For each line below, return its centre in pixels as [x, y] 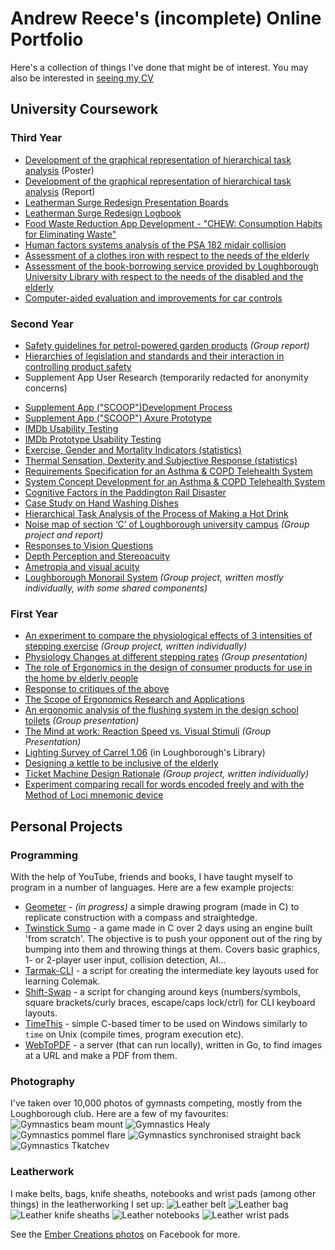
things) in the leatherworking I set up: [87, 1204]
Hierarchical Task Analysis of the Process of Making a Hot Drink [156, 513]
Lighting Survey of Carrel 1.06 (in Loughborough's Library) [145, 753]
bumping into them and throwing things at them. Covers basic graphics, [172, 949]
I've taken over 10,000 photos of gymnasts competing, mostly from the [156, 1103]
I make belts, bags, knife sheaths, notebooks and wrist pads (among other [163, 1193]
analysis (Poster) [59, 170]
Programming [44, 855]
